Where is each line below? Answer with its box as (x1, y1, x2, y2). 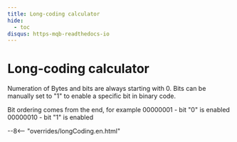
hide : (7, 17, 23, 24)
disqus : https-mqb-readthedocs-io (7, 30, 110, 38)
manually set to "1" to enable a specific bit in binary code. (7, 92, 177, 100)
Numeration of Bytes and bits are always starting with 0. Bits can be (7, 84, 206, 93)
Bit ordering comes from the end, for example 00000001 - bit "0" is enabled (7, 106, 230, 114)
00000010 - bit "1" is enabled (7, 113, 94, 121)
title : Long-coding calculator (7, 10, 100, 18)
